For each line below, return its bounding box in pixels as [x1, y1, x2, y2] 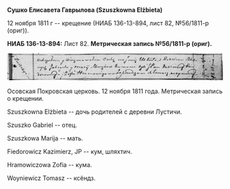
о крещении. [7, 94, 44, 102]
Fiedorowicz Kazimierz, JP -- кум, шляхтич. [7, 147, 132, 155]
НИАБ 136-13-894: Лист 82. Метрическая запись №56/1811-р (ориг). [7, 40, 212, 47]
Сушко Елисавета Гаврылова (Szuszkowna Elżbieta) [7, 6, 163, 14]
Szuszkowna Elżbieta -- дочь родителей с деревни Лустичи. [7, 108, 183, 116]
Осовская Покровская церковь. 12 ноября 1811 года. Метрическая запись [7, 87, 223, 95]
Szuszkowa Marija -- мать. [7, 134, 84, 142]
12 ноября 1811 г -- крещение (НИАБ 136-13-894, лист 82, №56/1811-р [7, 19, 209, 27]
